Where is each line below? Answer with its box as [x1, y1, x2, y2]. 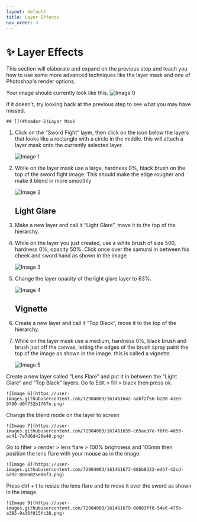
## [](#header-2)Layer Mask [6, 119, 76, 125]
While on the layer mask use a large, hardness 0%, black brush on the [14, 164, 186, 172]
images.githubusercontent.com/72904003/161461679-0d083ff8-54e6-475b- [6, 505, 184, 511]
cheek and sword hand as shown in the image [14, 252, 127, 259]
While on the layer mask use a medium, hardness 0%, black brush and [14, 337, 187, 344]
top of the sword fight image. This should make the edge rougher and [14, 171, 185, 178]
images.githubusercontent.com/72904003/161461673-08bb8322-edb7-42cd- [6, 466, 184, 472]
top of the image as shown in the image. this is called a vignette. [14, 349, 172, 357]
